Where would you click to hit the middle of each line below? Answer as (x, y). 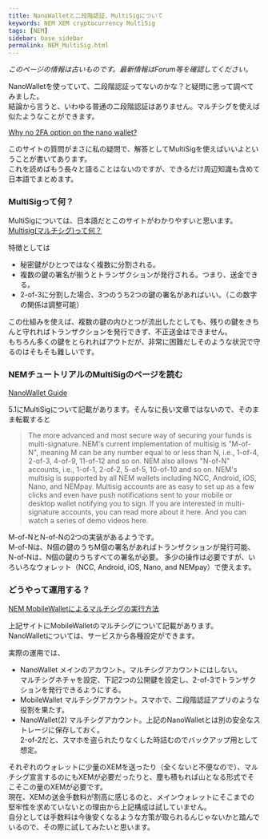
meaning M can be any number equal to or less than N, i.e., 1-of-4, (149, 452)
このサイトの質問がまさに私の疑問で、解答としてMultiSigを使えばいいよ (127, 149)
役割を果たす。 (44, 710)
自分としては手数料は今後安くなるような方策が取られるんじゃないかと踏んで (134, 817)
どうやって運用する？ (49, 590)
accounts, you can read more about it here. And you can (154, 512)
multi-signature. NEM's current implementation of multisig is (127, 444)
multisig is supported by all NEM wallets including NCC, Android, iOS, (142, 478)
